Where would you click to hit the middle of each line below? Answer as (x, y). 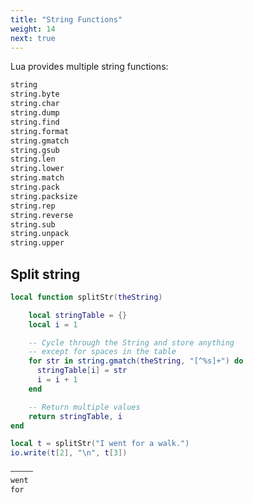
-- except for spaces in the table (102, 352)
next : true (33, 38)
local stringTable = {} (78, 315)
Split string (45, 274)
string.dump (35, 113)
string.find (35, 122)
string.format (40, 131)
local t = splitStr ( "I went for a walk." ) (100, 444)
